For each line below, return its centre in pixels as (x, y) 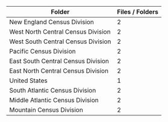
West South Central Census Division (60, 41)
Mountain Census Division (46, 110)
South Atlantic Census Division (53, 90)
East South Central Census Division (59, 61)
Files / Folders (138, 12)
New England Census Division (52, 22)
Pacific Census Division (43, 51)
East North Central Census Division (59, 71)
